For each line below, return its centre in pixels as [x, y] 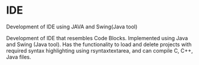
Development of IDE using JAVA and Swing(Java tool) [72, 27]
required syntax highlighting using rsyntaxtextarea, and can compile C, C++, [99, 50]
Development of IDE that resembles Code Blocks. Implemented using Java [97, 38]
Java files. [19, 57]
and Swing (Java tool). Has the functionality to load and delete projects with [99, 44]
